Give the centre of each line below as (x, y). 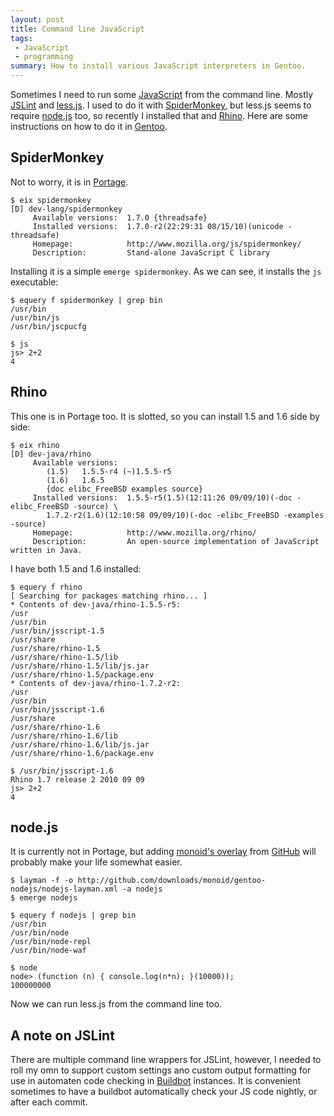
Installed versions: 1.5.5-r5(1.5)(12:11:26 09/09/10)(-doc (162, 497)
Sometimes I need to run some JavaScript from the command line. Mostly (162, 94)
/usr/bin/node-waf (48, 951)
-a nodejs (142, 889)
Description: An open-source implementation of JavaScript (176, 541)
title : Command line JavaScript (77, 29)
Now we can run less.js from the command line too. (116, 1004)
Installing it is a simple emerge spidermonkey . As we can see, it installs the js (166, 271)
